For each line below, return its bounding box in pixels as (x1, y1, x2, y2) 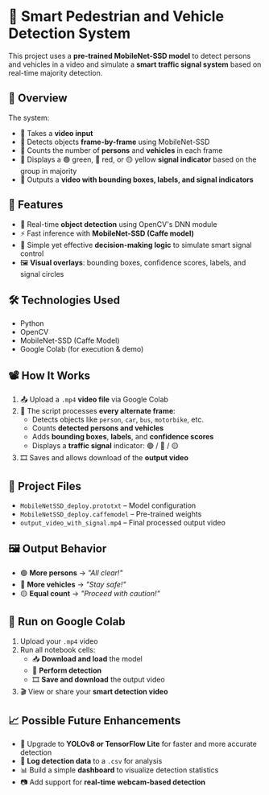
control (19, 249, 44, 258)
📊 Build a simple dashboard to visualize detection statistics (19, 765, 219, 775)
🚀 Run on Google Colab (8, 615, 126, 628)
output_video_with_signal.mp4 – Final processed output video (19, 518, 226, 527)
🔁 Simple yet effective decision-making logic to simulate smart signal (19, 240, 252, 249)
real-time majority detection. (8, 68, 103, 77)
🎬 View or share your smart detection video (19, 686, 168, 696)
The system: (8, 113, 50, 122)
